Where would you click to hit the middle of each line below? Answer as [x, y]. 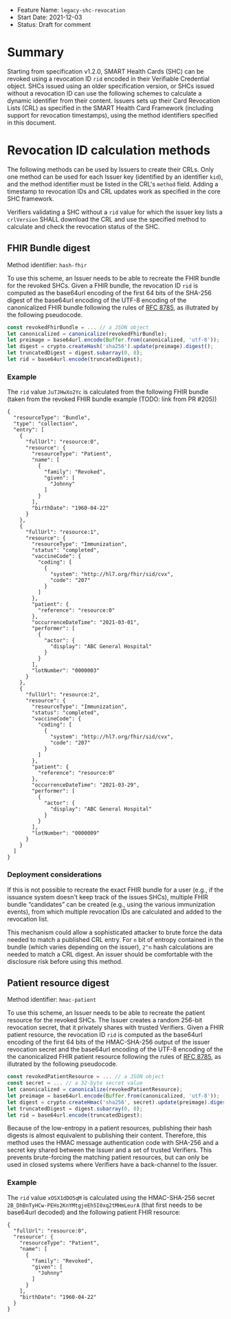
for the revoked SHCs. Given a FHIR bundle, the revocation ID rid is [102, 286]
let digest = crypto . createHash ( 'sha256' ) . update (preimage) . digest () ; [110, 347]
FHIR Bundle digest [49, 248]
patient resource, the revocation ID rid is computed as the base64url [105, 1035]
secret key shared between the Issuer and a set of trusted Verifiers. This [109, 1150]
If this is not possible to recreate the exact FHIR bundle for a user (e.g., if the [115, 890]
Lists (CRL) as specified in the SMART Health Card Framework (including [110, 108]
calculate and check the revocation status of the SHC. [84, 226]
